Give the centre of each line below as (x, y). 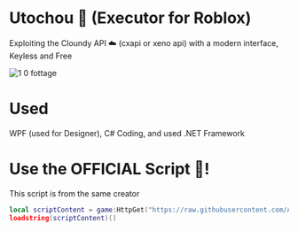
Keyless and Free (41, 56)
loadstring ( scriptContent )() (63, 218)
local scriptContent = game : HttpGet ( (79, 210)
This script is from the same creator (74, 193)
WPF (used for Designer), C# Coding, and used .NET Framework (127, 133)
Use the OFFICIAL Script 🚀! (110, 169)
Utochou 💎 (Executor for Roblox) (130, 18)
